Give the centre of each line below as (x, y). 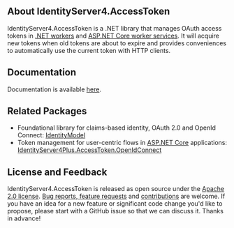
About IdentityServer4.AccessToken (89, 12)
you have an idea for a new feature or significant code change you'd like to (115, 204)
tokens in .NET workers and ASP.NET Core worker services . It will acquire (114, 36)
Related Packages (47, 111)
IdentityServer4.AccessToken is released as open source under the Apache (116, 189)
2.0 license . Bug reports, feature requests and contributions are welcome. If (116, 196)
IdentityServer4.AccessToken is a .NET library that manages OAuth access (115, 28)
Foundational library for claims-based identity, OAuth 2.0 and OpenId (117, 128)
